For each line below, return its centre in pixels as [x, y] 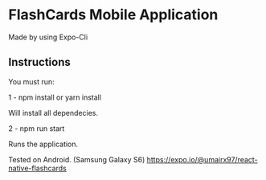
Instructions [39, 62]
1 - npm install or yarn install [55, 97]
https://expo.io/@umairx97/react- [203, 159]
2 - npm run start [37, 128]
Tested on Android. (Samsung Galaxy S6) [77, 159]
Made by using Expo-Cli [48, 37]
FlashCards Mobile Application [113, 15]
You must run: [31, 81]
